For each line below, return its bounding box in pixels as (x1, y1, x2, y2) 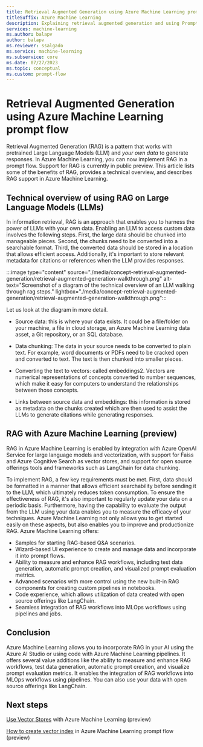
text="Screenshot (6, 281, 50, 289)
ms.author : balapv (6, 32, 53, 38)
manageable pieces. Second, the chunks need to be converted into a (6, 238, 178, 244)
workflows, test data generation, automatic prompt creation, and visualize (6, 663, 190, 670)
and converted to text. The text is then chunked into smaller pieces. (14, 355, 183, 363)
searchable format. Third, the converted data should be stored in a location (6, 244, 193, 251)
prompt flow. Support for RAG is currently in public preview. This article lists (6, 162, 195, 170)
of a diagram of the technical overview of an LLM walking (51, 281, 195, 289)
